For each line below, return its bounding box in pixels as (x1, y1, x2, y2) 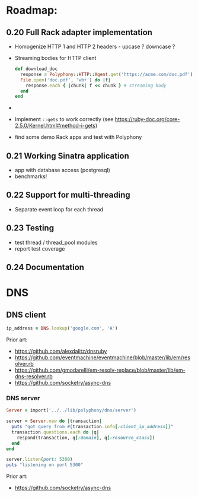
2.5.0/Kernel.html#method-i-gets (14, 122, 96, 129)
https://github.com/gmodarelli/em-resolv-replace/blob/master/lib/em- (14, 366, 186, 373)
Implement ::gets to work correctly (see (14, 116, 114, 123)
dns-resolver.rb (14, 372, 53, 380)
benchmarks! (14, 173, 47, 180)
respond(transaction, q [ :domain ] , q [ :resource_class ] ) (17, 435, 155, 441)
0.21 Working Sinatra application (6, 151, 129, 161)
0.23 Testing (6, 223, 55, 233)
